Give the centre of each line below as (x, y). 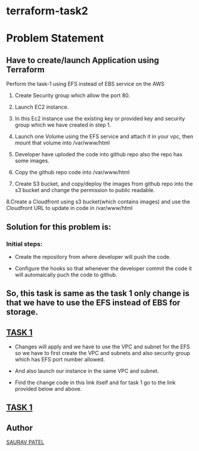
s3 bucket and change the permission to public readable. (85, 190)
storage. (22, 312)
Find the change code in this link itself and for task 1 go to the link (95, 382)
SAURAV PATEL (25, 442)
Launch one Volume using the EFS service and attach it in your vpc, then (104, 137)
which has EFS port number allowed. (60, 360)
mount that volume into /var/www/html (62, 143)
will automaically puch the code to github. (66, 274)
